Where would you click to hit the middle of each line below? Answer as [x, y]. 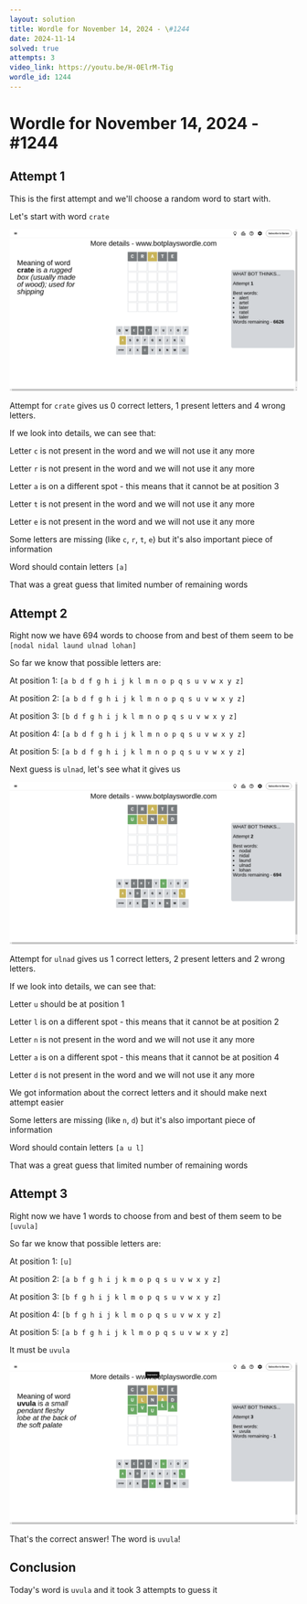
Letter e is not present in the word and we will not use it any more [132, 522]
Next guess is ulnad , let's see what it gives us [95, 769]
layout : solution [42, 19]
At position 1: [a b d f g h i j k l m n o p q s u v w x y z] [127, 680]
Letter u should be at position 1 [67, 1004]
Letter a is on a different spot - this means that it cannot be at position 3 [144, 487]
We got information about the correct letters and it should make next [138, 1092]
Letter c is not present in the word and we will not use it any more [132, 451]
